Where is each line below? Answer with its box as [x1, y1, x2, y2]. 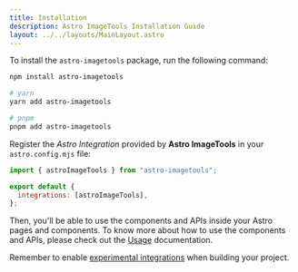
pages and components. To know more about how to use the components [9, 225, 286, 236]
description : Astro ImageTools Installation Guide [9, 22, 205, 31]
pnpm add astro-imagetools [9, 121, 112, 131]
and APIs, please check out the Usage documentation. [9, 235, 214, 246]
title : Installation [9, 13, 88, 23]
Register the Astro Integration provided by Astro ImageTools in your [9, 138, 264, 150]
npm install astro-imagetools [9, 73, 124, 82]
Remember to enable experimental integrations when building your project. [9, 252, 290, 263]
